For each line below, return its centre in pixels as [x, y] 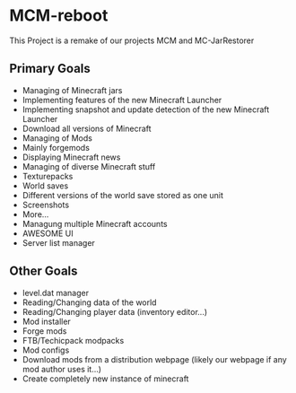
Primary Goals [50, 69]
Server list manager [59, 242]
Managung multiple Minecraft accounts [95, 223]
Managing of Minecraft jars [72, 90]
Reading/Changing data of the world [89, 302]
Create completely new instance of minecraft [105, 379]
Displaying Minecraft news [71, 157]
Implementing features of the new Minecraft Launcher [122, 100]
